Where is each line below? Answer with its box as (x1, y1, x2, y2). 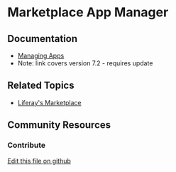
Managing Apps (17, 51, 65, 60)
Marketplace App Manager (7, 4, 169, 21)
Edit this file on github (7, 156, 71, 165)
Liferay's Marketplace (17, 98, 82, 107)
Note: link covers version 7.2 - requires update (17, 59, 153, 68)
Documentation (7, 33, 78, 45)
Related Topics (7, 80, 75, 92)
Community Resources (7, 119, 111, 131)
